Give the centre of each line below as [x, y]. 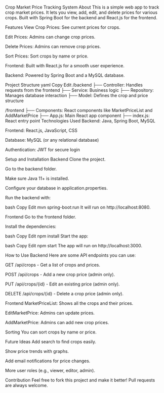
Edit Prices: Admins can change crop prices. [50, 37]
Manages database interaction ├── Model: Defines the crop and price [77, 95]
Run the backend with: [28, 197]
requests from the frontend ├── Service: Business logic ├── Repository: [80, 90]
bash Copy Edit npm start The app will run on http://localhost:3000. [74, 246]
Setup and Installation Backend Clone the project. [56, 159]
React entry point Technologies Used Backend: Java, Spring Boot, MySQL [80, 121]
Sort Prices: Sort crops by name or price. [47, 56]
